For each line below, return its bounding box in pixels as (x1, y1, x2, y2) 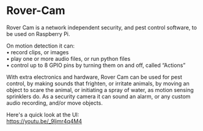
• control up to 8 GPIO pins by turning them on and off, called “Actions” (6, 62, 186, 69)
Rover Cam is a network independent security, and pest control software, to (6, 24, 197, 31)
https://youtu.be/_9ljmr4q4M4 (6, 117, 83, 125)
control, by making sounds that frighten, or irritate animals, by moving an (6, 80, 190, 87)
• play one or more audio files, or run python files (6, 55, 131, 62)
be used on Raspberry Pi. (6, 30, 70, 37)
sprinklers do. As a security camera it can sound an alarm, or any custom (6, 93, 191, 100)
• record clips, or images (6, 48, 69, 55)
